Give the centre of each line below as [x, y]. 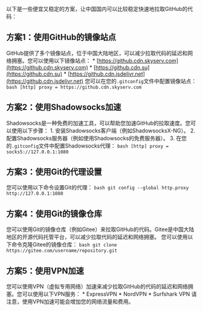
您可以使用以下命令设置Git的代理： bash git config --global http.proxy [98, 188]
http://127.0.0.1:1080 [35, 194]
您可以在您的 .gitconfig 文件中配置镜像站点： [140, 81]
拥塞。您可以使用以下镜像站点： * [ [55, 61]
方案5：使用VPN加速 [45, 271]
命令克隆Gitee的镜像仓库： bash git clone [64, 244]
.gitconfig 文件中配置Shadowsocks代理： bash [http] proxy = [90, 146]
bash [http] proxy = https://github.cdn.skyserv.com [74, 87]
